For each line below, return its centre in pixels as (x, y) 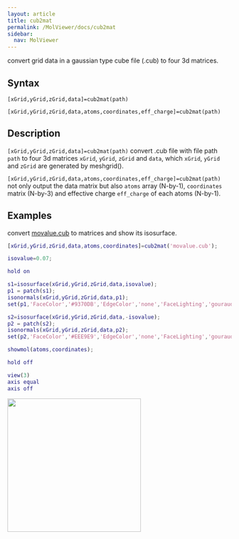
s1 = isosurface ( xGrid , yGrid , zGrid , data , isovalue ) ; (83, 284)
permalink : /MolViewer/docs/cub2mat (62, 27)
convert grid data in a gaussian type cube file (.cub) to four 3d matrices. (113, 60)
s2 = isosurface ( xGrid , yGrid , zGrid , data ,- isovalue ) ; (84, 317)
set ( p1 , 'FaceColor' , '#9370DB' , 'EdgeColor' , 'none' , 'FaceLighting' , (108, 304)
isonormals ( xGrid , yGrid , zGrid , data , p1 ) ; (68, 297)
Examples (30, 216)
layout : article (31, 14)
